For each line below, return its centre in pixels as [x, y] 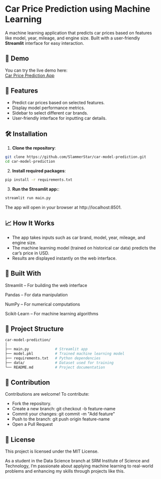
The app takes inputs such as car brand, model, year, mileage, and [79, 237]
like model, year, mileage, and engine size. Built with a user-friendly [72, 38]
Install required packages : [39, 171]
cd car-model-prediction [30, 162]
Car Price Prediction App [30, 75]
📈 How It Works [30, 223]
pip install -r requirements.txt [39, 180]
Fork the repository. [32, 403]
